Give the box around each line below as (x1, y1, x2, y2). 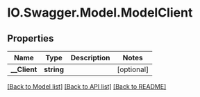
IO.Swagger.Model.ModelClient (7, 5, 193, 21)
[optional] (117, 64, 149, 74)
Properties (7, 33, 54, 44)
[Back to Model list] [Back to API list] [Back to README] (7, 82, 167, 91)
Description (70, 53, 110, 62)
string (44, 64, 65, 74)
